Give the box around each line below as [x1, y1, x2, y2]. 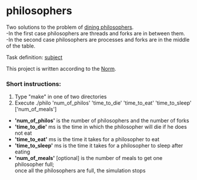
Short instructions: [6, 79, 62, 88]
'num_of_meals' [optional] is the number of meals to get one [14, 155, 163, 162]
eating [14, 148, 31, 155]
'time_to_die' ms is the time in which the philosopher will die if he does [14, 124, 187, 131]
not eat [14, 129, 32, 136]
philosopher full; [14, 161, 55, 168]
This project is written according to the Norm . [6, 65, 116, 72]
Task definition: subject [6, 54, 63, 61]
